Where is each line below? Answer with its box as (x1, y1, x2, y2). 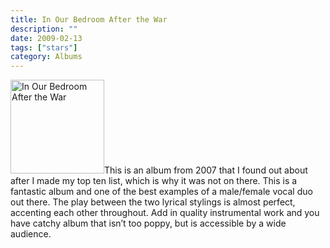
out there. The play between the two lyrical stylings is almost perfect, (10, 196, 296, 208)
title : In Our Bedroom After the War (10, 14, 168, 25)
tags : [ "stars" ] (10, 42, 78, 53)
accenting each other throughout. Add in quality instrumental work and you (10, 207, 320, 219)
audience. (10, 228, 52, 240)
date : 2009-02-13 (10, 33, 83, 43)
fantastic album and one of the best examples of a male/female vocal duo (10, 186, 313, 198)
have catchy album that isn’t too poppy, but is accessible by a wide (10, 217, 287, 230)
